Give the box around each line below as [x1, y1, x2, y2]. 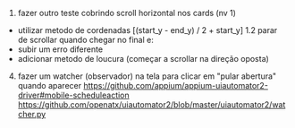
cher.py [17, 109, 46, 119]
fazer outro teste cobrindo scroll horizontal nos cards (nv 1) [17, 8, 237, 18]
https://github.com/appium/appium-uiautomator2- [83, 81, 268, 90]
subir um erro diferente [17, 44, 104, 55]
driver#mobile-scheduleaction [17, 90, 130, 100]
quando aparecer [17, 81, 82, 90]
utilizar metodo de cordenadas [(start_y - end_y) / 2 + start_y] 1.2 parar [17, 25, 278, 35]
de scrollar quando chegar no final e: [17, 35, 154, 45]
